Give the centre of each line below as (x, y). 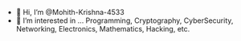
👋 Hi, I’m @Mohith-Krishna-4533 (70, 12)
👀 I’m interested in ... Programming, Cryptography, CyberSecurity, (125, 20)
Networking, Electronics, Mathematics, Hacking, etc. (103, 29)
